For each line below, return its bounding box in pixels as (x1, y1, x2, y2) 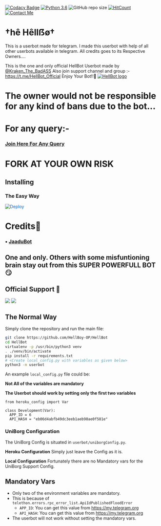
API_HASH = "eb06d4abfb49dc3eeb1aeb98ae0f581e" (9, 417, 108, 422)
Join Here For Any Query (5, 141, 65, 147)
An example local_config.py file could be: (5, 371, 90, 377)
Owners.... (5, 53, 26, 59)
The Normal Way (5, 313, 57, 321)
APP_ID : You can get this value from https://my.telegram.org (19, 505, 139, 511)
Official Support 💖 (5, 285, 60, 293)
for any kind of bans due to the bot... (5, 101, 156, 112)
